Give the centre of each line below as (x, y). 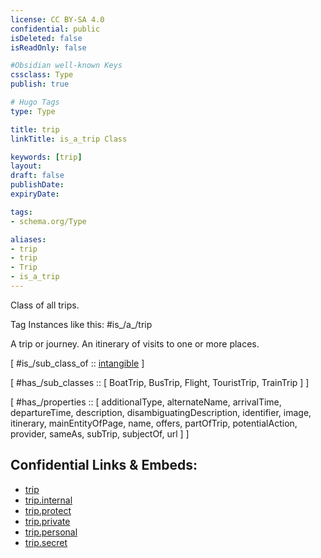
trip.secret (46, 542)
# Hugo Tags (35, 102)
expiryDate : (35, 194)
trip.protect (48, 510)
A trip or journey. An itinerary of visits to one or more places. (135, 343)
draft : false (37, 176)
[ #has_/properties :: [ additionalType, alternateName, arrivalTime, (146, 402)
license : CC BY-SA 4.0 (57, 19)
